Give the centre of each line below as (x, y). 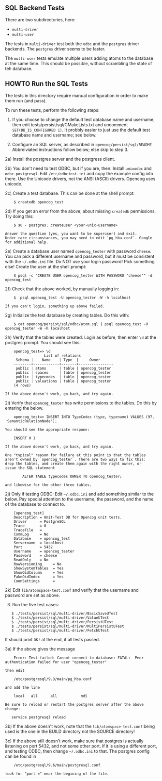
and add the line (22, 687)
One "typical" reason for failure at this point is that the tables (75, 455)
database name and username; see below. (54, 135)
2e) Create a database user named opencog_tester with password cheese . (78, 251)
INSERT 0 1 (25, 438)
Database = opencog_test (42, 538)
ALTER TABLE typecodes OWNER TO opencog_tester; (72, 476)
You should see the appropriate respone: (47, 430)
